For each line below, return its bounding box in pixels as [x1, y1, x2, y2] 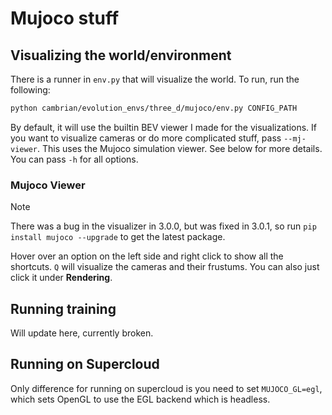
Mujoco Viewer [10, 178, 86, 192]
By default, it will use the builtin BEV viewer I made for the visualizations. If [10, 121, 318, 133]
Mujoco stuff [10, 7, 120, 30]
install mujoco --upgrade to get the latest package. [10, 231, 226, 243]
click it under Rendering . [10, 272, 113, 284]
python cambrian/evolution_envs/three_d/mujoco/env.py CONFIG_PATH [10, 103, 298, 113]
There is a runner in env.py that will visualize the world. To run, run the [10, 73, 300, 85]
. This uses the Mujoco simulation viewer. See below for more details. [36, 142, 323, 154]
